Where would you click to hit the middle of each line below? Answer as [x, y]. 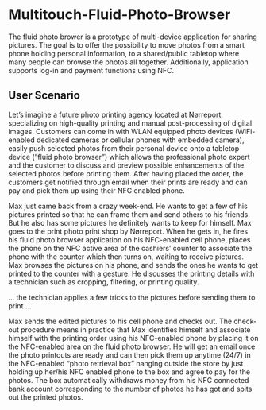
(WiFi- [245, 131]
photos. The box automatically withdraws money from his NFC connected [129, 380]
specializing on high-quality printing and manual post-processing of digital [130, 123]
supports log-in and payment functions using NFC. [91, 70]
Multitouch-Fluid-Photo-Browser [120, 15]
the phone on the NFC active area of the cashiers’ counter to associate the [130, 248]
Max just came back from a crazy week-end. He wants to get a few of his [128, 206]
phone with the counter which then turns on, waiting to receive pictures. [126, 257]
